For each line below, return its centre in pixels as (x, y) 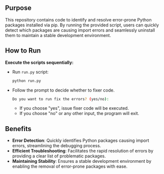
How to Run (23, 51)
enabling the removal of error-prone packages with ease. (70, 166)
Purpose (18, 8)
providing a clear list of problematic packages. (59, 156)
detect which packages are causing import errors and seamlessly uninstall (80, 30)
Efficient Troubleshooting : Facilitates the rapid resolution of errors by (83, 151)
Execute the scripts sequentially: (39, 62)
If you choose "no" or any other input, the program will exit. (79, 114)
